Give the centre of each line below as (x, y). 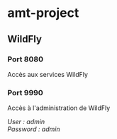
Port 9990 (26, 92)
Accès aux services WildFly (48, 74)
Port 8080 (26, 59)
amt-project (43, 13)
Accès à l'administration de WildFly (59, 108)
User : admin (26, 122)
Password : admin (34, 129)
